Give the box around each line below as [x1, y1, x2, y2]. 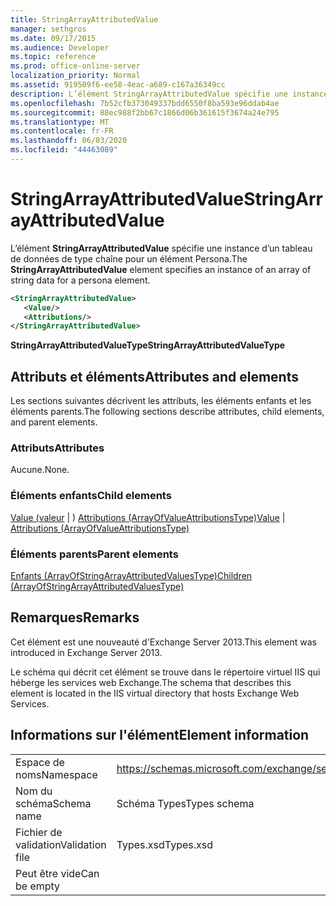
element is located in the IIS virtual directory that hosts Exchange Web [10, 687, 300, 699]
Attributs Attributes [10, 441, 105, 455]
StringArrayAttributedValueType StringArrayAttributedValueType [10, 339, 286, 351]
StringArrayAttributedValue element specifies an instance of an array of [10, 263, 312, 275]
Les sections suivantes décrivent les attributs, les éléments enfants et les [10, 395, 312, 407]
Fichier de [15, 825, 63, 839]
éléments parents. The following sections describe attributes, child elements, [10, 406, 325, 418]
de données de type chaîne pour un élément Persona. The [10, 252, 248, 265]
